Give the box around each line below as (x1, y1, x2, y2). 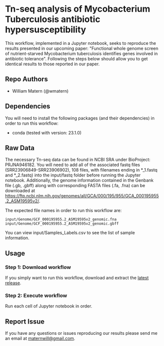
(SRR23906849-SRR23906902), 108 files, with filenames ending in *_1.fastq (5, 167, 158, 173)
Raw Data (5, 144, 35, 152)
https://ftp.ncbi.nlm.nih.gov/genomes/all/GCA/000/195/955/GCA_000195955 (5, 193, 159, 199)
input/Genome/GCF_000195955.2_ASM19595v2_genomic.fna (5, 217, 117, 222)
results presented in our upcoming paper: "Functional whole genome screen (5, 45, 159, 51)
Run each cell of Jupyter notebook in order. (5, 303, 93, 309)
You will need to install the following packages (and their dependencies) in (5, 115, 155, 121)
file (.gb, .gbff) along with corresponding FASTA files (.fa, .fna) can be (5, 183, 145, 189)
